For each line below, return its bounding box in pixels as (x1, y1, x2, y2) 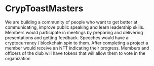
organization (5, 55, 31, 61)
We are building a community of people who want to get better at (5, 19, 138, 25)
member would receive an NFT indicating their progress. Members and (5, 45, 150, 51)
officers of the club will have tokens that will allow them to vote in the (5, 50, 146, 56)
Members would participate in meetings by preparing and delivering (5, 29, 143, 35)
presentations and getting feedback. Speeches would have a (5, 35, 129, 41)
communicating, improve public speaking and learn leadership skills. (5, 24, 145, 30)
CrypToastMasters (5, 3, 83, 14)
